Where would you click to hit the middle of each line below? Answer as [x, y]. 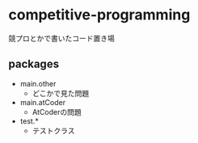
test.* [29, 121]
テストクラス [53, 130]
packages [34, 64]
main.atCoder [43, 102]
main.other [38, 83]
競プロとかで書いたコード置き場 [61, 38]
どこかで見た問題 [61, 93]
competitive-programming [99, 15]
